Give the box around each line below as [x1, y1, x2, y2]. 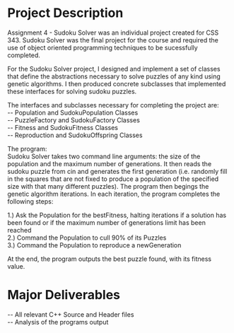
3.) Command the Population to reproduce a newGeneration [7, 240, 182, 249]
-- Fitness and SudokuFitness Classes [7, 123, 119, 132]
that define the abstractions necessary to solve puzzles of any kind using [7, 72, 221, 81]
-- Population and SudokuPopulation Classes [7, 108, 139, 117]
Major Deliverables [7, 287, 121, 303]
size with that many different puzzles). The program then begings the [7, 182, 209, 190]
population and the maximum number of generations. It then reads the [7, 159, 212, 168]
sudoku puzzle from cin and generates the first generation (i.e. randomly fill [7, 167, 228, 175]
